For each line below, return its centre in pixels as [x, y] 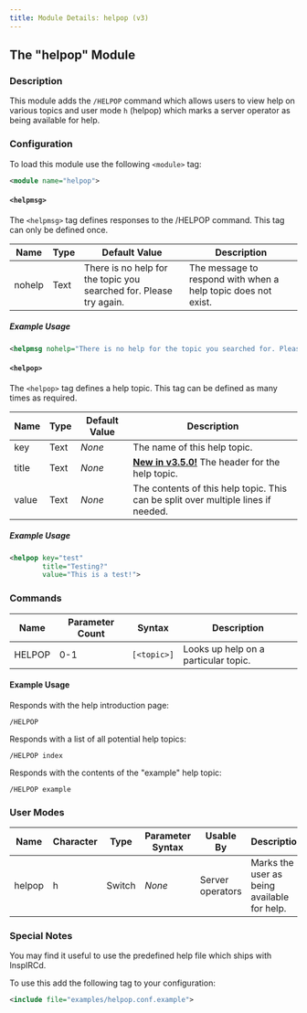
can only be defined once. [58, 229]
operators [221, 891]
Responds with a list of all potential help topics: [98, 739]
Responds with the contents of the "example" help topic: [116, 773]
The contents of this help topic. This [210, 488]
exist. [201, 302]
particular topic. [217, 660]
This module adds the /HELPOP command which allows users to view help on [152, 101]
